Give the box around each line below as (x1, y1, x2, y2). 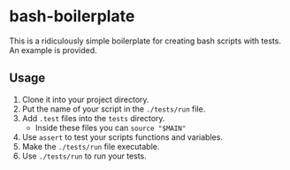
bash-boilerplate (9, 6, 135, 27)
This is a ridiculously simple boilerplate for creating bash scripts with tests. (9, 35, 281, 46)
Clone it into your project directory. (21, 94, 149, 104)
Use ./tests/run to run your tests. (21, 151, 148, 161)
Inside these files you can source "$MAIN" (34, 122, 187, 133)
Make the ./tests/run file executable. (21, 141, 160, 151)
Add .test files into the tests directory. (21, 112, 165, 123)
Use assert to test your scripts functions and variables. (21, 131, 224, 143)
